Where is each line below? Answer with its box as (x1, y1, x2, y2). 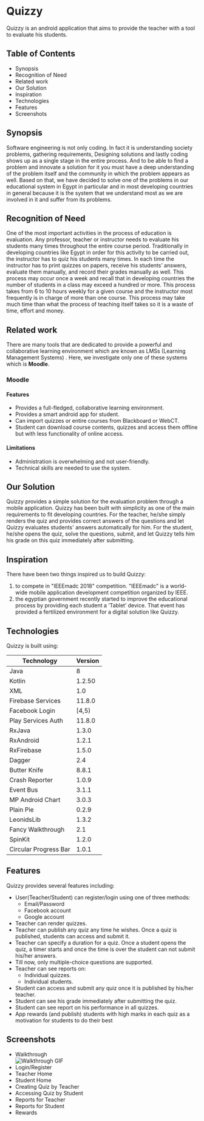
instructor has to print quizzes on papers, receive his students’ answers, (6, 262, 187, 269)
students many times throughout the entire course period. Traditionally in (6, 242, 189, 250)
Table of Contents (6, 49, 76, 59)
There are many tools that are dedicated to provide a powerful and (6, 341, 172, 348)
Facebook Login (9, 706, 56, 715)
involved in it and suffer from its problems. (6, 196, 112, 203)
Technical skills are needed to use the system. (15, 464, 131, 472)
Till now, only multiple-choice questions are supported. (15, 958, 153, 966)
